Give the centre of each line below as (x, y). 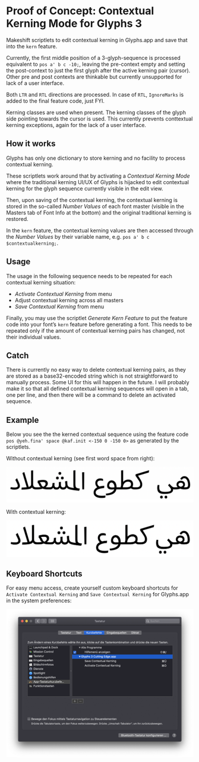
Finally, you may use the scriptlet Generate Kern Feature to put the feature (97, 318)
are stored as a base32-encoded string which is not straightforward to (92, 376)
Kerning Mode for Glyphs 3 (74, 23)
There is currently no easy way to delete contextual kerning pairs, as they (96, 370)
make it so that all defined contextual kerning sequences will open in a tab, (97, 389)
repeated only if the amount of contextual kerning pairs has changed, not (96, 330)
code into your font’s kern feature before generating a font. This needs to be (99, 324)
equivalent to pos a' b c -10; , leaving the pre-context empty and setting (96, 64)
